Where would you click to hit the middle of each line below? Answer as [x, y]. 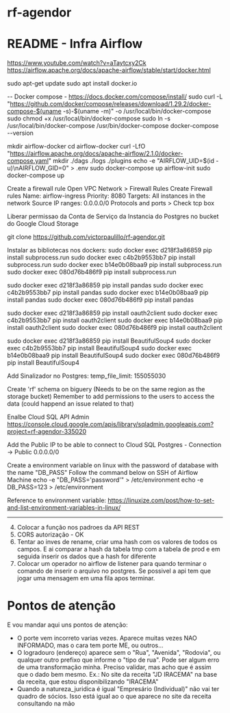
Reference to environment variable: [57, 500]
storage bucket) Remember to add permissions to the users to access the [111, 397]
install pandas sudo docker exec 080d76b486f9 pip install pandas [100, 300]
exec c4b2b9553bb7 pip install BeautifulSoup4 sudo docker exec [99, 348]
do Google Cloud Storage [43, 224]
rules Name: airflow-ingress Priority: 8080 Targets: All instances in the [106, 196]
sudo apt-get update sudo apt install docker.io [72, 83]
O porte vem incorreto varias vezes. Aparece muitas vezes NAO [107, 638]
